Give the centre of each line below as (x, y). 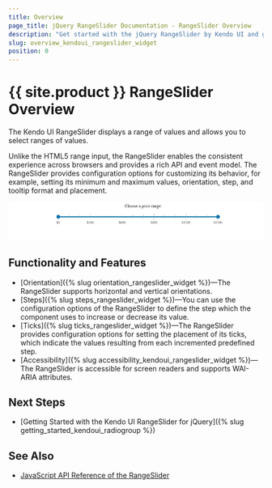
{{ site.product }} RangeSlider (111, 92)
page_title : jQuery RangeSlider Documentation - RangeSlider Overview (130, 25)
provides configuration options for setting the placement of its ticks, (133, 334)
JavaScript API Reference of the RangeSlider (95, 475)
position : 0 (28, 51)
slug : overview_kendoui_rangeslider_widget (83, 43)
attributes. (55, 377)
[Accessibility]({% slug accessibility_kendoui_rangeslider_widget (128, 359)
